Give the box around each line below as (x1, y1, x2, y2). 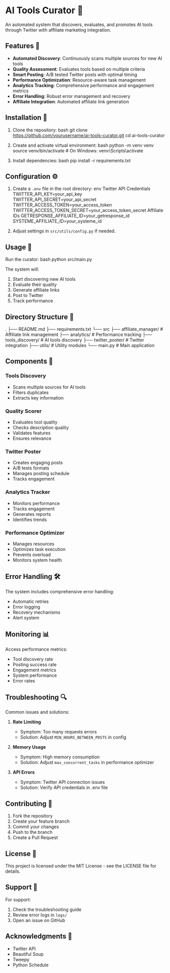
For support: (5, 897, 31, 903)
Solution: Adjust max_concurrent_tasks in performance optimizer (20, 759, 154, 766)
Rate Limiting (12, 719, 42, 725)
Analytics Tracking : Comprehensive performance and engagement (12, 82, 154, 88)
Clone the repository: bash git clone (12, 127, 88, 133)
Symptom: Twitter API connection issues (20, 779, 105, 785)
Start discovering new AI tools (12, 276, 76, 282)
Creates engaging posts (12, 460, 63, 466)
